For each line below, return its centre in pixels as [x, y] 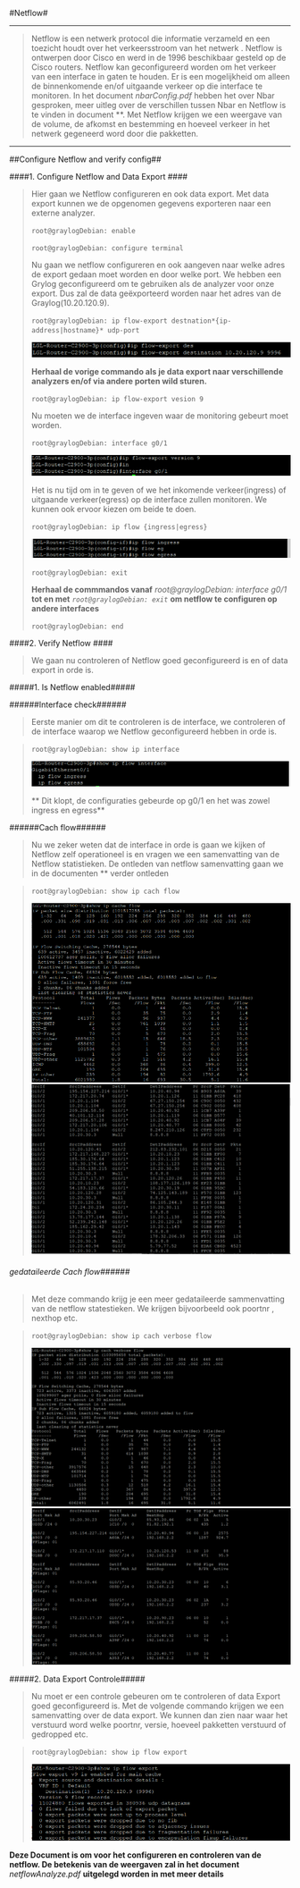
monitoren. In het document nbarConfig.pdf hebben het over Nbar [153, 96]
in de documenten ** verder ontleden [100, 873]
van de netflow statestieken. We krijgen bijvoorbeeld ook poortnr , [153, 1309]
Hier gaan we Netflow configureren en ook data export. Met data [150, 194]
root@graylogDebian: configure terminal [107, 249]
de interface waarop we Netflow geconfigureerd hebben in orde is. [154, 731]
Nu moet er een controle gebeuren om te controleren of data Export [156, 1697]
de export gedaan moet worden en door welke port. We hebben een [156, 274]
